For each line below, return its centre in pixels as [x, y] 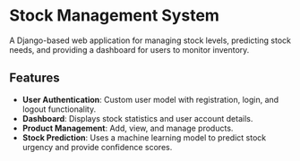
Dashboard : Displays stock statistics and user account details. [137, 118]
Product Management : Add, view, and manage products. [128, 128]
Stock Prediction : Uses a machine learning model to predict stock [144, 137]
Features [34, 78]
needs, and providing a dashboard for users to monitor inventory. [129, 49]
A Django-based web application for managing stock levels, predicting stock [150, 40]
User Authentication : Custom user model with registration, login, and [150, 99]
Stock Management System [114, 16]
